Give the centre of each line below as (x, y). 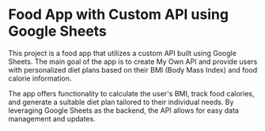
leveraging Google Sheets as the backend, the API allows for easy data (124, 110)
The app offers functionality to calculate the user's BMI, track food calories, (131, 93)
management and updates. (52, 118)
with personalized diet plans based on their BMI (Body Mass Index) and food (133, 69)
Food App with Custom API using (119, 15)
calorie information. (40, 78)
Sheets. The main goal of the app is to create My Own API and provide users (133, 62)
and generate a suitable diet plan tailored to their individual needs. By (121, 102)
